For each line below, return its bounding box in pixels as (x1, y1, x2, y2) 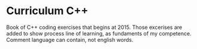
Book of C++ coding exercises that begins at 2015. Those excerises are (6, 24, 183, 31)
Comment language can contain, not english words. (6, 36, 134, 43)
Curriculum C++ (6, 4, 89, 18)
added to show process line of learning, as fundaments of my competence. (6, 30, 192, 37)
